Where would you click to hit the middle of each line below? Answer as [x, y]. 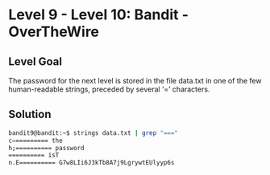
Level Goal [35, 61]
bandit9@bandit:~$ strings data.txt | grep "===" [93, 133]
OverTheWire [54, 32]
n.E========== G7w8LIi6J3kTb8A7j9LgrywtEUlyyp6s [91, 163]
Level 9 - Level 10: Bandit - [99, 15]
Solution [30, 114]
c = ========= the [35, 140]
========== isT [34, 155]
